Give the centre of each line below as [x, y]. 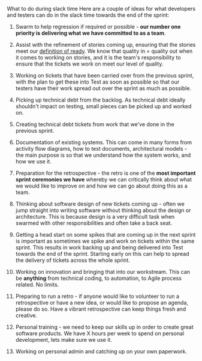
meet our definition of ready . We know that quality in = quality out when [104, 51]
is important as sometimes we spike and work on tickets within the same [105, 241]
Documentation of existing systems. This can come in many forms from [104, 142]
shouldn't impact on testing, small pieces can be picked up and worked [103, 106]
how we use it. [33, 161]
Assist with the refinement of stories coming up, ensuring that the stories [105, 45]
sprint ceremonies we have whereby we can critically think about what [104, 179]
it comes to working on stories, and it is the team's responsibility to [98, 57]
